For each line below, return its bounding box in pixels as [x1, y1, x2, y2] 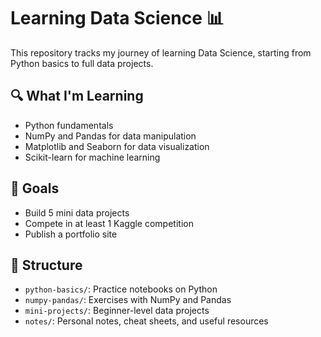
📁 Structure [10, 256, 83, 274]
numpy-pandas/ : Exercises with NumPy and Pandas [24, 294, 232, 306]
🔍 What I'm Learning [10, 88, 144, 105]
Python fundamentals [24, 119, 114, 131]
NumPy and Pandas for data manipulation [24, 130, 197, 142]
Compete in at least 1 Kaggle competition [24, 217, 194, 229]
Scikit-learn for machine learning [24, 151, 161, 163]
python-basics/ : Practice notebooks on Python [24, 283, 218, 295]
